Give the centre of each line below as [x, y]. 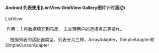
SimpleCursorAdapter [27, 45]
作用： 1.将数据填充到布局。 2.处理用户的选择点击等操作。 [66, 29]
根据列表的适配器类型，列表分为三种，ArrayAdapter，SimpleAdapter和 [82, 40]
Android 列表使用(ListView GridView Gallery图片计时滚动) [65, 7]
